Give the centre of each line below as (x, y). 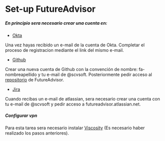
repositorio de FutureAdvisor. (35, 80)
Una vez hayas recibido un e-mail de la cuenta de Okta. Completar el (75, 45)
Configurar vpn (21, 115)
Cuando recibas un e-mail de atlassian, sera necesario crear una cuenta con (82, 99)
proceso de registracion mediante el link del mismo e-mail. (65, 50)
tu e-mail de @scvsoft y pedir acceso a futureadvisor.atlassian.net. (73, 104)
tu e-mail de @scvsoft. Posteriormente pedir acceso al (97, 74)
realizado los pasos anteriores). (37, 133)
